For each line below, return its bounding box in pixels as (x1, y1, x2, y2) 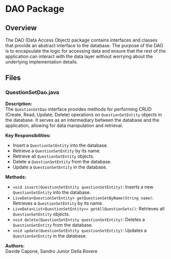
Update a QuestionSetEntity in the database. (12, 164, 107, 170)
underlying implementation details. (5, 59, 78, 64)
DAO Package (5, 3, 65, 15)
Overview (5, 24, 37, 32)
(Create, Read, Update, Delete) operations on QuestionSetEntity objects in (5, 111, 162, 118)
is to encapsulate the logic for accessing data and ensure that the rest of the (5, 48, 166, 54)
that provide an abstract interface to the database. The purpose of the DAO (5, 42, 163, 49)
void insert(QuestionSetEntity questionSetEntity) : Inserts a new (12, 184, 154, 190)
